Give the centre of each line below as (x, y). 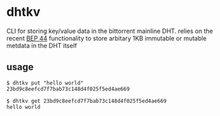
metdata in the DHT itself (42, 45)
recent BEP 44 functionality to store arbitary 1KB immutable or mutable (107, 38)
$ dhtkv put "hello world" (45, 83)
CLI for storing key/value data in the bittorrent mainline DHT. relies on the (110, 31)
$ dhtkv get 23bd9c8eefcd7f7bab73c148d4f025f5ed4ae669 (87, 101)
